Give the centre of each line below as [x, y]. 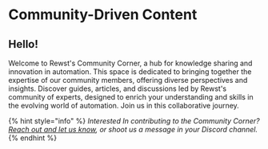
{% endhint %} [33, 138]
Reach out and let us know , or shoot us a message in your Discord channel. [133, 129]
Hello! [23, 44]
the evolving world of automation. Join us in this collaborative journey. [124, 106]
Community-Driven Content [103, 15]
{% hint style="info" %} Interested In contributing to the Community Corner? [134, 121]
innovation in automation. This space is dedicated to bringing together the [130, 72]
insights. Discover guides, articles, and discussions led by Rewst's [117, 88]
